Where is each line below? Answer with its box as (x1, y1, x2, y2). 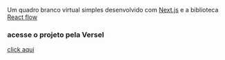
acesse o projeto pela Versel (7, 30, 105, 40)
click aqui (7, 46, 35, 54)
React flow (7, 13, 38, 21)
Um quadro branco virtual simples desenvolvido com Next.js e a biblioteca (7, 6, 219, 14)
